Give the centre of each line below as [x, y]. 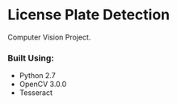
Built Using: [31, 58]
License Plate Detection [89, 15]
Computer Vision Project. [49, 37]
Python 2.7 [37, 76]
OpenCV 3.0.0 [43, 84]
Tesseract [36, 93]
